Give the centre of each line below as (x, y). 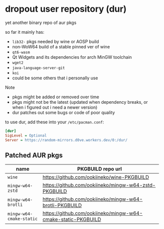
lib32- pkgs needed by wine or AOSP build (55, 41)
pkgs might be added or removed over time (55, 97)
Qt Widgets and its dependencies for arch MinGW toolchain (72, 57)
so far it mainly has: (25, 32)
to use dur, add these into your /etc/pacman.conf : (54, 122)
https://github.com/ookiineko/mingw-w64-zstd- (99, 185)
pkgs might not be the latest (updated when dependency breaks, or (80, 102)
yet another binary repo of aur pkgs (41, 23)
